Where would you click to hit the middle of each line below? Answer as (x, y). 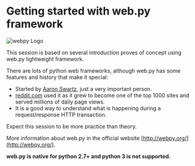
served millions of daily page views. (60, 102)
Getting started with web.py (78, 11)
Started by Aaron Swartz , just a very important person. (84, 88)
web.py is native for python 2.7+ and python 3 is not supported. (89, 156)
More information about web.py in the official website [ (75, 138)
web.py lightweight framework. (45, 59)
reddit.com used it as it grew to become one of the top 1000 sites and (102, 95)
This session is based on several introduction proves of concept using (94, 52)
